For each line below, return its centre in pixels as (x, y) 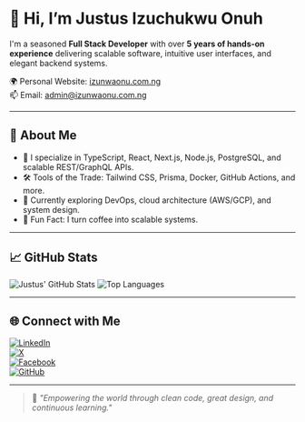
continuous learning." (72, 407)
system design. (51, 209)
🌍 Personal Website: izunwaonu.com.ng (85, 81)
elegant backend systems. (59, 63)
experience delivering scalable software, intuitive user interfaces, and (141, 53)
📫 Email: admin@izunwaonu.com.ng (78, 95)
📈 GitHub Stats (54, 258)
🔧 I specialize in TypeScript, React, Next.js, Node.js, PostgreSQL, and (152, 157)
